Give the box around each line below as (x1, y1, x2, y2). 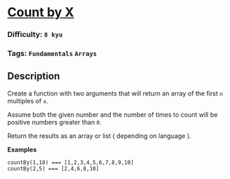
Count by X (7, 4, 74, 21)
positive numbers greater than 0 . (7, 117, 102, 126)
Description (7, 70, 60, 82)
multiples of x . (7, 96, 49, 105)
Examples (7, 145, 37, 154)
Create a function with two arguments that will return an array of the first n (7, 89, 224, 98)
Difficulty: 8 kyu (7, 30, 63, 40)
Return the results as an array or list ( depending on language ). (7, 132, 192, 140)
